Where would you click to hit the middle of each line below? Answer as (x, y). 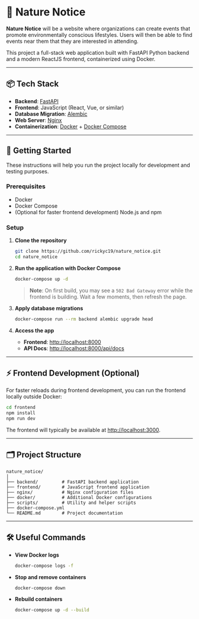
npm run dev (21, 419)
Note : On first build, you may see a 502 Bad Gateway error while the (111, 290)
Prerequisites (26, 186)
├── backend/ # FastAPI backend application (73, 482)
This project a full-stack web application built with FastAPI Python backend (98, 52)
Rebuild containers (38, 599)
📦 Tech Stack (33, 84)
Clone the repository (41, 240)
